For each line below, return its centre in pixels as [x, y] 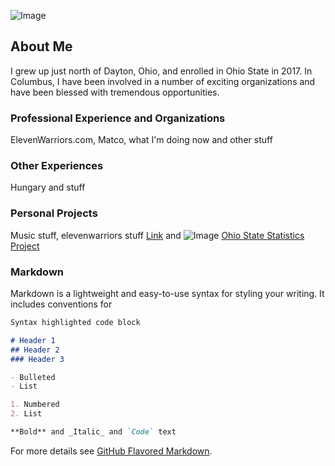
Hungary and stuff [48, 187]
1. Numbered [35, 405]
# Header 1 [33, 340]
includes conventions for [61, 304]
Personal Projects [54, 213]
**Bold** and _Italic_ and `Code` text [93, 432]
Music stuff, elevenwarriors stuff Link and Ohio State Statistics [157, 235]
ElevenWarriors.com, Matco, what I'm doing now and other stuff [141, 140]
